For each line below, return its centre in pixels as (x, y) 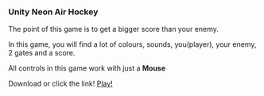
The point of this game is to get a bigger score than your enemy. (113, 29)
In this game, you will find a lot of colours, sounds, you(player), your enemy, (132, 44)
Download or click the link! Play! (60, 84)
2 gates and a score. (42, 53)
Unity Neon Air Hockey (53, 12)
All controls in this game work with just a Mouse (87, 68)
